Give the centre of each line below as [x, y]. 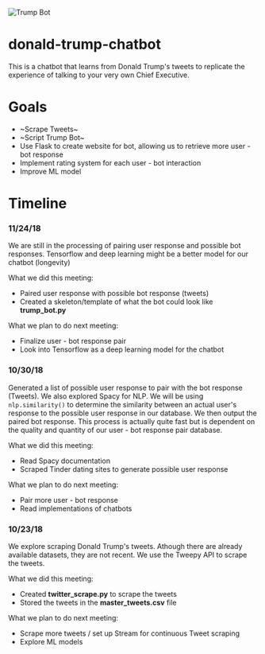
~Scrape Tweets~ [49, 129]
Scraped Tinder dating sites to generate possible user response [124, 469]
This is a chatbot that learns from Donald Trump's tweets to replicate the [127, 66]
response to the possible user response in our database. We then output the [133, 413]
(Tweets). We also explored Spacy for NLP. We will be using [106, 396]
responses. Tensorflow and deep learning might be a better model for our [128, 254]
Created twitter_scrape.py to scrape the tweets [98, 594]
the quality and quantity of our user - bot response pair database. [115, 430]
